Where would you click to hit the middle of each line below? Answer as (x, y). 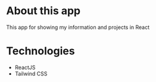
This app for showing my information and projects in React (78, 27)
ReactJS (25, 67)
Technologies (41, 51)
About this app (43, 11)
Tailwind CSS (31, 73)
